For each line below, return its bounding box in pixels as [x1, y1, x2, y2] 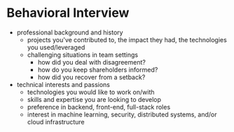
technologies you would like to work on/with [27, 88, 155, 96]
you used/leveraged [27, 43, 85, 51]
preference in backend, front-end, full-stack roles [27, 103, 171, 111]
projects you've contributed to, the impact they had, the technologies [27, 35, 227, 44]
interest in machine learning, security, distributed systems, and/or [27, 110, 217, 119]
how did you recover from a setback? [37, 72, 146, 81]
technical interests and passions [16, 80, 110, 88]
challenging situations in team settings [27, 51, 138, 59]
